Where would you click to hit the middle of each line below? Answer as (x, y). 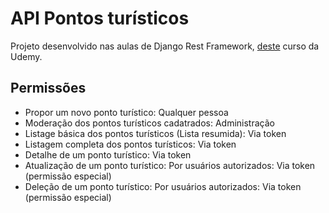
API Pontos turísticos (100, 18)
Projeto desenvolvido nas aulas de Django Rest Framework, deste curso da (165, 46)
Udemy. (26, 56)
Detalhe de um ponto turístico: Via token (108, 154)
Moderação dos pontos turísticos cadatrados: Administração (149, 123)
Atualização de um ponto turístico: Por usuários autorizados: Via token (170, 165)
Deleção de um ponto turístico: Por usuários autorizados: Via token (163, 186)
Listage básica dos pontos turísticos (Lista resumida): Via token (155, 133)
